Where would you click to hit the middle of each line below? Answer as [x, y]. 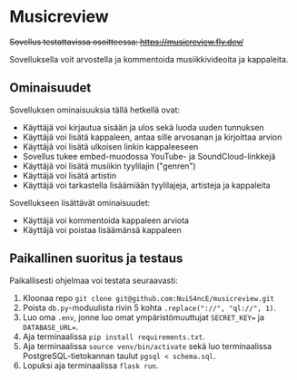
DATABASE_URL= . [50, 326]
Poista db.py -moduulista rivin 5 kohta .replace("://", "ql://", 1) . [149, 307]
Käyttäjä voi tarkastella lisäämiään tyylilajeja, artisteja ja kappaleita [146, 185]
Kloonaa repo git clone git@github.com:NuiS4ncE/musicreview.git [148, 297]
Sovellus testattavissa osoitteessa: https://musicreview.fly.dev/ [126, 42]
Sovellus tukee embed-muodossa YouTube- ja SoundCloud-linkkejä [149, 156]
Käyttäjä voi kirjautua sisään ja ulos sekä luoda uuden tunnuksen [144, 127]
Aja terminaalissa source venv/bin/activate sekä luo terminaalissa [147, 346]
